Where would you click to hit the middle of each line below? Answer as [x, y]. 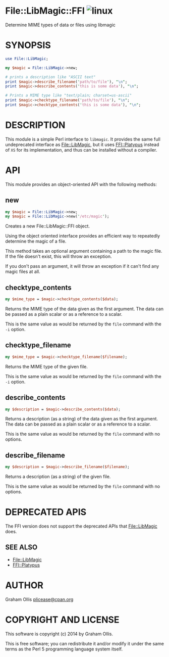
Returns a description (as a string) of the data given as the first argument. [81, 419]
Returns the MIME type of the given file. [47, 366]
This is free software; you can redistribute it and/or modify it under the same [84, 643]
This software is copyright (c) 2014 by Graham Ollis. [59, 634]
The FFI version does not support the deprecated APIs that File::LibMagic [81, 526]
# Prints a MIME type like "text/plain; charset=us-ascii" [69, 96]
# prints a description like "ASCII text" [50, 77]
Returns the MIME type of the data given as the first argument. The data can [84, 309]
